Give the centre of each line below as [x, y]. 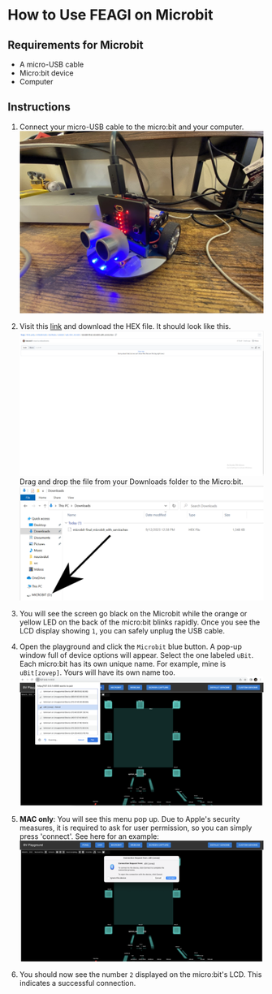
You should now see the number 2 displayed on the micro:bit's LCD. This [140, 975]
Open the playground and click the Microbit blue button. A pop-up [131, 646]
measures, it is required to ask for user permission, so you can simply [136, 828]
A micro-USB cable [52, 64]
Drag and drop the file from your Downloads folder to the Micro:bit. [131, 482]
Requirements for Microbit [76, 45]
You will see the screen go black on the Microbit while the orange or [133, 614]
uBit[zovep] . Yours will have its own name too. [97, 672]
